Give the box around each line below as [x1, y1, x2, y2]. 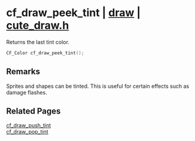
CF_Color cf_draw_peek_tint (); [6, 50, 84, 56]
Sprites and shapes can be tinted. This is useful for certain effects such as [6, 82, 190, 90]
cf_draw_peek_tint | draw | [6, 6, 141, 20]
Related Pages [6, 106, 61, 117]
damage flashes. [6, 88, 47, 96]
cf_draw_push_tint [6, 122, 51, 129]
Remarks [6, 66, 41, 77]
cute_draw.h [6, 19, 69, 32]
